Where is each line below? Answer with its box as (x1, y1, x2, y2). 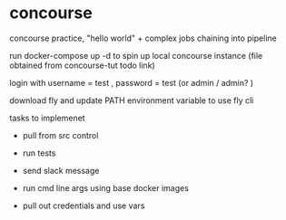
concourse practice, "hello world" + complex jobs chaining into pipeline (9, 33, 277, 43)
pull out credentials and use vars (22, 200, 145, 211)
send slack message (22, 165, 100, 176)
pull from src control (22, 129, 99, 140)
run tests (22, 148, 56, 158)
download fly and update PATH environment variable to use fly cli (9, 94, 254, 106)
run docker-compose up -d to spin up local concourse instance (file (9, 50, 263, 61)
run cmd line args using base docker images (22, 182, 189, 193)
